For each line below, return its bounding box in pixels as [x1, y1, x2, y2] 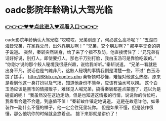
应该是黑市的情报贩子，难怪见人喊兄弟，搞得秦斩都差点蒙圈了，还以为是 [13, 86, 161, 92]
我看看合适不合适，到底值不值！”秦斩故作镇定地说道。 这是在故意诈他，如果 [5, 98, 160, 104]
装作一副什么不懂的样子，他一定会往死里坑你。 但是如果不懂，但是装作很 [5, 104, 154, 111]
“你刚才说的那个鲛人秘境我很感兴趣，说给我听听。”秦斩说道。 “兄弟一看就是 [5, 61, 157, 67]
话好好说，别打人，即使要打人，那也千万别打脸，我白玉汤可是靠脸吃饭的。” [5, 55, 157, 61]
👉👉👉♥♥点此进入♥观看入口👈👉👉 [5, 23, 98, 30]
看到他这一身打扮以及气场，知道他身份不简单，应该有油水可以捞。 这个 [9, 80, 154, 86]
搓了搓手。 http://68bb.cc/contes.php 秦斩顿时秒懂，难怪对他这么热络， [5, 74, 152, 80]
